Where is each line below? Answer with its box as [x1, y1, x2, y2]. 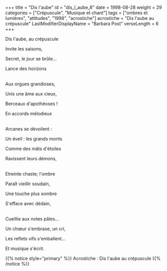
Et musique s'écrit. [5, 245, 45, 252]
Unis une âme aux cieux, [5, 91, 57, 96]
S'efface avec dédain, [5, 201, 51, 206]
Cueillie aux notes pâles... [5, 216, 60, 221]
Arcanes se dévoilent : [5, 126, 52, 132]
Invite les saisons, [5, 46, 43, 52]
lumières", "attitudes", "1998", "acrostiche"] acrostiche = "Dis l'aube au [5, 15, 154, 21]
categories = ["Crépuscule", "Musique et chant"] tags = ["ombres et [5, 10, 148, 16]
